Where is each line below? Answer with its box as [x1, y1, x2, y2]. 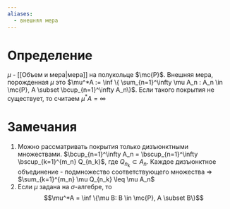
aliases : [7, 10, 33, 18]
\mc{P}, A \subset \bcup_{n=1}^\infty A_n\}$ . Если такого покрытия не [7, 85, 215, 94]
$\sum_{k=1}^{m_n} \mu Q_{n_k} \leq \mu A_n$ [17, 175, 155, 184]
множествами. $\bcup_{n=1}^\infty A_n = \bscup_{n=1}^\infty [17, 150, 198, 159]
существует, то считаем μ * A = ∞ [7, 93, 106, 103]
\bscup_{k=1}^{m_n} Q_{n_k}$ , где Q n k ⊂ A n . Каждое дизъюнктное [17, 157, 217, 169]
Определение [7, 47, 93, 64]
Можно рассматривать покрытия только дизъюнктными [17, 143, 189, 151]
